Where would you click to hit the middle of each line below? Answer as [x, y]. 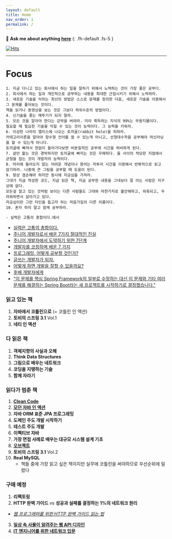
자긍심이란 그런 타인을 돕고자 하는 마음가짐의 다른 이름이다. [60, 202]
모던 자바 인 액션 [29, 407]
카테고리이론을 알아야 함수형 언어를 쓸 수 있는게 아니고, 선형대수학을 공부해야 [77, 137]
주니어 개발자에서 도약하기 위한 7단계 [50, 241]
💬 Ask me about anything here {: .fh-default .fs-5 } [60, 39]
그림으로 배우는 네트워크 [37, 363]
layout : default [23, 10]
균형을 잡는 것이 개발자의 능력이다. [38, 159]
